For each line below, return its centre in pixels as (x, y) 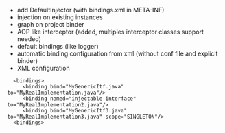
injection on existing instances (60, 17)
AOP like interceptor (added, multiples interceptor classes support (110, 32)
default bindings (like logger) (58, 46)
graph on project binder (50, 24)
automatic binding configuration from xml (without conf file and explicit (117, 53)
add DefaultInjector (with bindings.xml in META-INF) (91, 10)
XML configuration (43, 68)
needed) (29, 39)
